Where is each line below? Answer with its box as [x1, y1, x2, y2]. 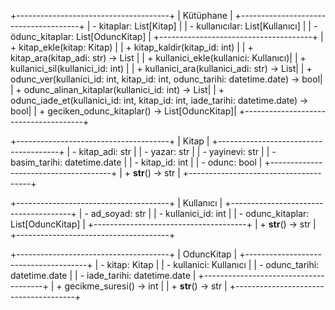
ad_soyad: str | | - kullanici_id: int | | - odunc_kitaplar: [90, 208, 310, 219]
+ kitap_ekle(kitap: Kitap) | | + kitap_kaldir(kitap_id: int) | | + [10, 41, 254, 53]
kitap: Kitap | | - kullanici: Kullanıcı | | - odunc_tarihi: [106, 259, 320, 270]
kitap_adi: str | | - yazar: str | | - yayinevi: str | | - [78, 146, 277, 157]
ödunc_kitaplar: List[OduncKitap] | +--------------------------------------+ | [10, 31, 324, 42]
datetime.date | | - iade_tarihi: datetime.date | [10, 270, 197, 281]
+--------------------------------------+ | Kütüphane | [10, 10, 233, 21]
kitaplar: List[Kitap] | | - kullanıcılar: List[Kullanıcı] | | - [98, 20, 318, 32]
